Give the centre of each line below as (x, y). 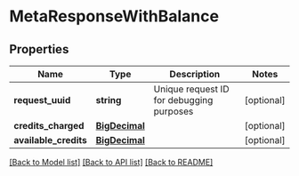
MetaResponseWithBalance (114, 16)
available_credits (50, 140)
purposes (174, 111)
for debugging (183, 100)
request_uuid (42, 100)
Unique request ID (191, 89)
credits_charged (49, 126)
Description (195, 74)
